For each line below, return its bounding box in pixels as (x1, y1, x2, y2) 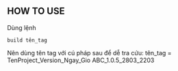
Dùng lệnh (7, 23, 36, 31)
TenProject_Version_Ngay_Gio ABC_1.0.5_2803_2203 (7, 56, 155, 64)
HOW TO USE (7, 5, 65, 17)
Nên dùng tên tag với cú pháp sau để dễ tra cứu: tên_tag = (7, 48, 173, 57)
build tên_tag (7, 37, 48, 44)
